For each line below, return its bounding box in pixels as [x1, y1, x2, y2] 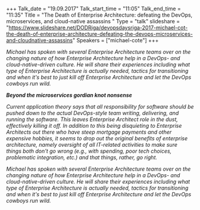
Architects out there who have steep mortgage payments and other [6, 128, 172, 135]
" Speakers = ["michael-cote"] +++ [72, 37, 159, 44]
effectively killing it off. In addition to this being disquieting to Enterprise [6, 122, 182, 129]
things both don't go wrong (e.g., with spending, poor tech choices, [6, 147, 172, 155]
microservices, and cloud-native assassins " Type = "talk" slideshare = [6, 18, 180, 24]
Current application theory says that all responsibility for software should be [6, 103, 195, 110]
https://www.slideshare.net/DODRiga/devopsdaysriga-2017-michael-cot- [8, 24, 188, 31]
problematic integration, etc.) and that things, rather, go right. [6, 154, 158, 160]
